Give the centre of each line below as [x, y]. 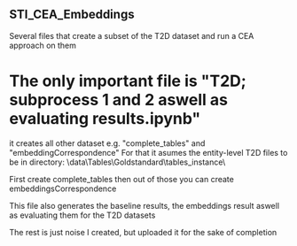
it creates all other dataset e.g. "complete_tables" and [107, 143]
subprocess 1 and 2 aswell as [119, 100]
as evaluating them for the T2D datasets [82, 215]
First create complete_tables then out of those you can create [122, 179]
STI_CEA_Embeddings [72, 15]
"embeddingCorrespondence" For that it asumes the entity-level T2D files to [148, 152]
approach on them [43, 45]
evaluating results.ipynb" [105, 119]
